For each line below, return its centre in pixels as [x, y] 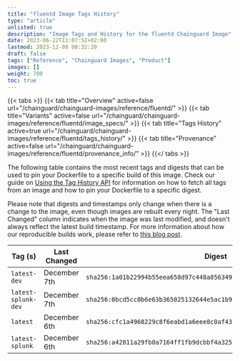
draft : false [27, 54]
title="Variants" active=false [49, 116]
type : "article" [31, 21]
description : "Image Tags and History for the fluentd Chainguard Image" [120, 34]
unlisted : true [30, 27]
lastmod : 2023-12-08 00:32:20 [52, 47]
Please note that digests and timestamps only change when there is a [110, 204]
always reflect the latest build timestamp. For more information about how [116, 227]
